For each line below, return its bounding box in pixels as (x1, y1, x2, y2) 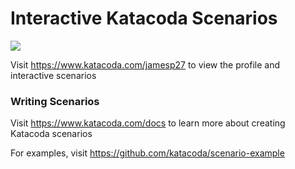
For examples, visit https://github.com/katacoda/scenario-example (10, 147, 285, 159)
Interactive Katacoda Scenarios (10, 7, 278, 30)
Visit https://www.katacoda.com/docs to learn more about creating (10, 117, 286, 129)
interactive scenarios (10, 69, 97, 81)
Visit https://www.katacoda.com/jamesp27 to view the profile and (10, 58, 280, 71)
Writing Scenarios (10, 94, 100, 108)
